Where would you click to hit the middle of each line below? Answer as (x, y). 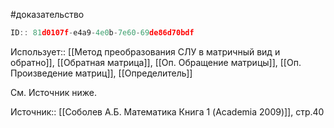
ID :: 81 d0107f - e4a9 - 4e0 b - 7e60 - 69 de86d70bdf (102, 33)
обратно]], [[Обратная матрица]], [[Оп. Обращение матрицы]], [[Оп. (156, 62)
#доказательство (47, 14)
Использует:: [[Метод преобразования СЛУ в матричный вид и (145, 51)
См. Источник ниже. (53, 92)
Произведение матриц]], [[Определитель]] (101, 73)
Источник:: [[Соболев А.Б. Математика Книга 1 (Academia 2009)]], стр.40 (167, 111)
